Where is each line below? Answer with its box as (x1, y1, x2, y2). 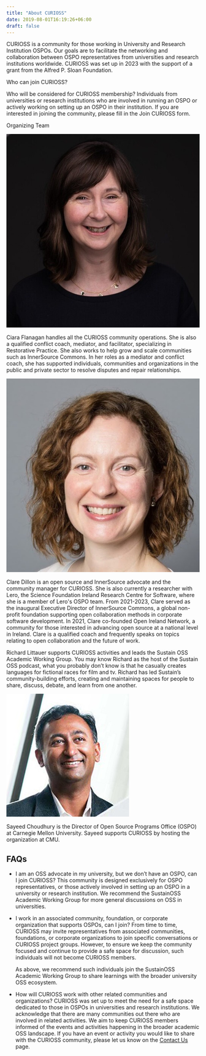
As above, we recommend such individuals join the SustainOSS (15, 966, 175, 973)
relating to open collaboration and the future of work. (6, 637, 140, 644)
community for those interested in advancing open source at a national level (6, 624, 198, 632)
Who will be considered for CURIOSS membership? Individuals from (6, 90, 178, 98)
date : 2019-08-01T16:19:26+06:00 (6, 16, 92, 23)
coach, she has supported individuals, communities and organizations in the (6, 360, 199, 367)
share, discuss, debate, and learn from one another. (6, 682, 137, 689)
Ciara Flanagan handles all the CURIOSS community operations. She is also (6, 334, 197, 341)
